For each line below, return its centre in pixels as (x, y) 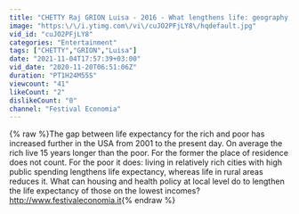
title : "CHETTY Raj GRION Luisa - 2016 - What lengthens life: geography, (151, 17)
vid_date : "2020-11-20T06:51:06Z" (73, 68)
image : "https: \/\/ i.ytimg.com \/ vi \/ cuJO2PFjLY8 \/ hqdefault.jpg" (133, 26)
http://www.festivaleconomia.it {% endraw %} (93, 201)
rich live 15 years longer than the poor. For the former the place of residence (149, 153)
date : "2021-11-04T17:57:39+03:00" (75, 59)
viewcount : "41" (39, 84)
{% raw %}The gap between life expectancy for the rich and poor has (137, 134)
